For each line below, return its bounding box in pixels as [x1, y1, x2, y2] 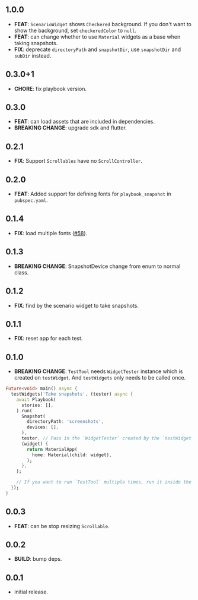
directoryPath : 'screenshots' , [27, 419, 104, 425]
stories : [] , [21, 402, 54, 408]
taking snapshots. [14, 39, 58, 46]
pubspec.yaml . [14, 197, 48, 204]
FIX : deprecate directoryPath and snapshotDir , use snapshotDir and [14, 46, 181, 53]
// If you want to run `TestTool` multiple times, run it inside [16, 479, 181, 485]
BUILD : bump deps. [14, 555, 62, 563]
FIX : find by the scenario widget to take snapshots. [14, 302, 139, 309]
